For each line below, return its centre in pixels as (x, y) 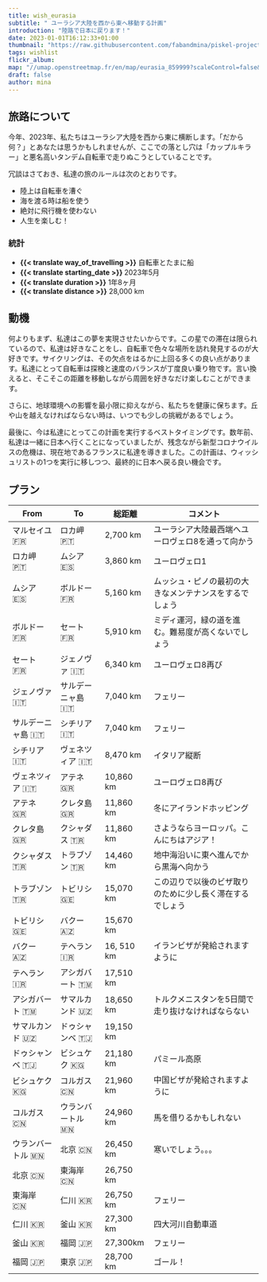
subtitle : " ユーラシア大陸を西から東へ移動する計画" (87, 23)
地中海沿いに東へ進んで (197, 855)
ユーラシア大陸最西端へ (197, 530)
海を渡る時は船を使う (54, 201)
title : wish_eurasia (43, 16)
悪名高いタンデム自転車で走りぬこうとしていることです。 (122, 157)
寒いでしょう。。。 (185, 1150)
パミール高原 (178, 1059)
